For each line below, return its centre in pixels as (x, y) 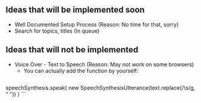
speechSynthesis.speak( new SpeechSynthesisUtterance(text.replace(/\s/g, (100, 87)
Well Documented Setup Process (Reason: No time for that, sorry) (97, 24)
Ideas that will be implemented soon (75, 10)
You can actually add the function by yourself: (81, 70)
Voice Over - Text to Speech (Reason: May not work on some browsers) (104, 64)
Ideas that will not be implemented (72, 50)
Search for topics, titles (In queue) (57, 31)
